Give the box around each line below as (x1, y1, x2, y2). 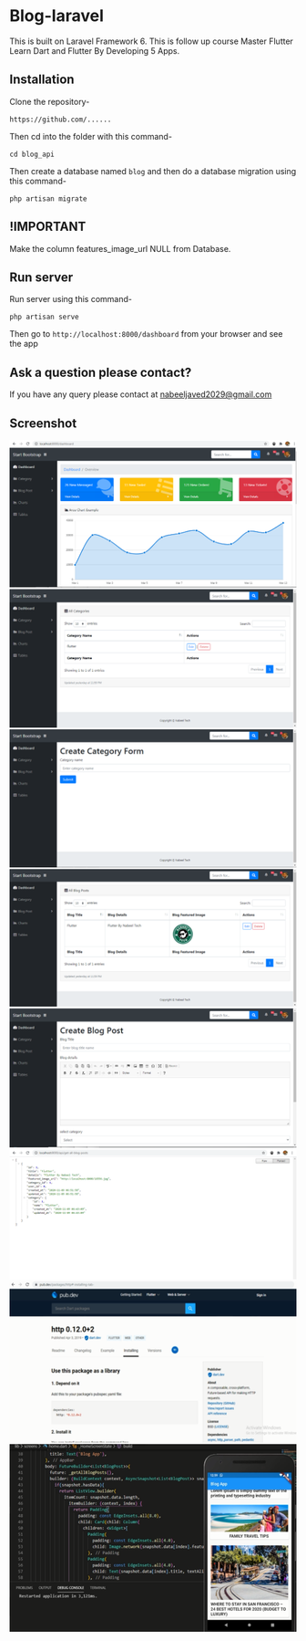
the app (9, 339, 38, 350)
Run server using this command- (9, 294, 132, 305)
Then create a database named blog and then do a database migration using (9, 165, 297, 176)
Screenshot (9, 415, 77, 431)
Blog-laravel (9, 5, 105, 26)
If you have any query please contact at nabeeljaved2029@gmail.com (9, 389, 272, 400)
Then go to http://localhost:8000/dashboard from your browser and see (9, 329, 283, 340)
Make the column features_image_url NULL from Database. (9, 243, 231, 254)
